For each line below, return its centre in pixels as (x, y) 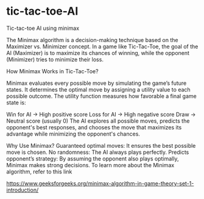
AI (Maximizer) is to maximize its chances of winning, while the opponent (98, 52)
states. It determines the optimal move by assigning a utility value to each (98, 89)
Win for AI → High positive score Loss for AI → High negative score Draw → (101, 114)
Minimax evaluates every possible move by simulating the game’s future (97, 83)
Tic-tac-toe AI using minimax (43, 28)
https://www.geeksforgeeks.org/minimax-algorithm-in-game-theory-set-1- (100, 183)
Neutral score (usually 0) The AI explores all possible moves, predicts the (98, 121)
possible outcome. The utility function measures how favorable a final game (101, 96)
